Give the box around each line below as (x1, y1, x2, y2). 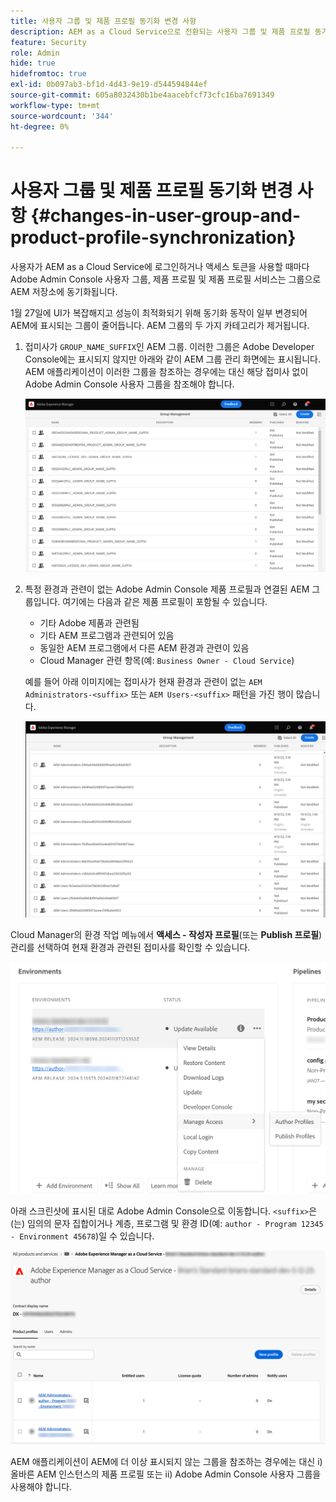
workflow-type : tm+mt (10, 100, 101, 110)
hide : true (10, 58, 56, 69)
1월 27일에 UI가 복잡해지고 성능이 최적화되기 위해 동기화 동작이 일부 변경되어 (10, 307, 308, 319)
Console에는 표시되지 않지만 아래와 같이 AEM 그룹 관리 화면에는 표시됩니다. (24, 353, 321, 365)
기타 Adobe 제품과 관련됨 (39, 617, 140, 629)
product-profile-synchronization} (10, 226, 297, 249)
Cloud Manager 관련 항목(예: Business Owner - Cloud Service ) (39, 655, 295, 667)
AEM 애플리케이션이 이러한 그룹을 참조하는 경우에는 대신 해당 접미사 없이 (24, 366, 309, 378)
